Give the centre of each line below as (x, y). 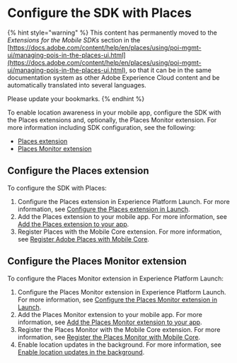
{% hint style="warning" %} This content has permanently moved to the (112, 32)
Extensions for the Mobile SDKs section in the (74, 40)
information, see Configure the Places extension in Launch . (104, 209)
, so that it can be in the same (169, 70)
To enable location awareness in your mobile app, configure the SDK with (114, 112)
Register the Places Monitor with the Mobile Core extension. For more (119, 329)
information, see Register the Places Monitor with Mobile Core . (109, 337)
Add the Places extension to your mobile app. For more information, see (122, 216)
